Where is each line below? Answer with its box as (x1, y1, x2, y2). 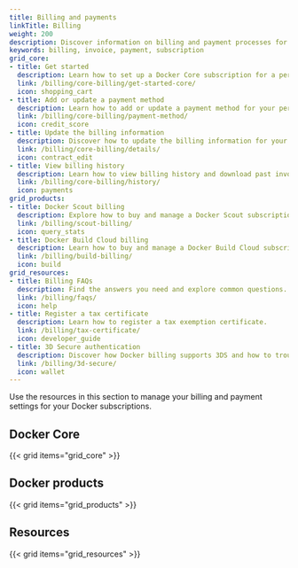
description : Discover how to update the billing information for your (17, 136, 288, 145)
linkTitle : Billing (9, 21, 82, 30)
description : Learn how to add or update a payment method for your (17, 104, 276, 113)
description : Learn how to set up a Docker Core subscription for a (17, 71, 276, 80)
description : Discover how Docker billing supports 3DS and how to (17, 351, 272, 360)
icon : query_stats (17, 227, 86, 236)
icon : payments (17, 186, 74, 195)
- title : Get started (9, 63, 90, 72)
